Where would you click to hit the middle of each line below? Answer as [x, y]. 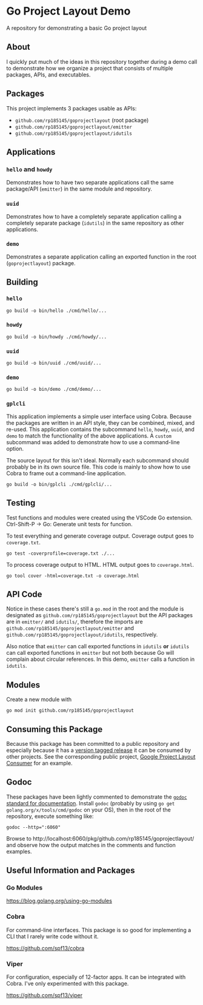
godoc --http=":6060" [34, 827]
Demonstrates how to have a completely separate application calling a [94, 216]
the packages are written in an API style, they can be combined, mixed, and [101, 422]
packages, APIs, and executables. [48, 75]
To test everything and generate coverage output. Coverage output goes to [100, 536]
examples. [19, 851]
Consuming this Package [55, 729]
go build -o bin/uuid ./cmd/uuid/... [54, 363]
